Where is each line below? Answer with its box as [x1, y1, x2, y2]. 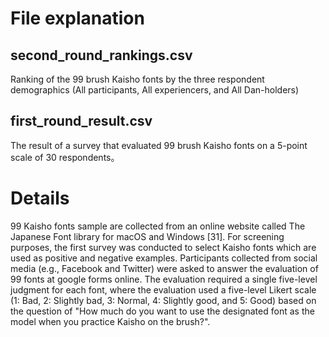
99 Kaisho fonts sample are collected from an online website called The [10, 220, 306, 232]
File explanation [10, 7, 145, 30]
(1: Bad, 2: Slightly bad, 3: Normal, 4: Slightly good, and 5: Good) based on [10, 294, 317, 306]
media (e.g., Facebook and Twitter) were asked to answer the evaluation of [10, 262, 319, 274]
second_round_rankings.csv [10, 47, 193, 64]
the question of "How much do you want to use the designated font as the [10, 305, 315, 317]
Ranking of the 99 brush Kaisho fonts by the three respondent [10, 73, 265, 85]
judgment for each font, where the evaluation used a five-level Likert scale [10, 283, 317, 296]
